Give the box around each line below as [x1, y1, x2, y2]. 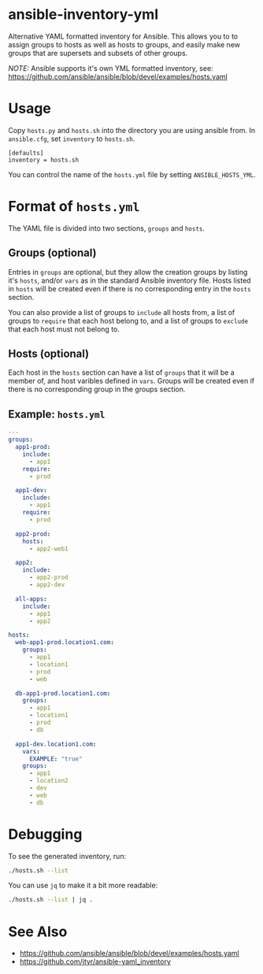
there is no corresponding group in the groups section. [8, 384, 186, 394]
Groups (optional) [8, 246, 97, 260]
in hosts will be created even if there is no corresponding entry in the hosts [8, 283, 251, 293]
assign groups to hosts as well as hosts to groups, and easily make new [8, 39, 241, 49]
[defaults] [8, 149, 44, 157]
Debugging [8, 825, 83, 843]
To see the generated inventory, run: [8, 851, 127, 861]
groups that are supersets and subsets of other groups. [8, 48, 188, 57]
